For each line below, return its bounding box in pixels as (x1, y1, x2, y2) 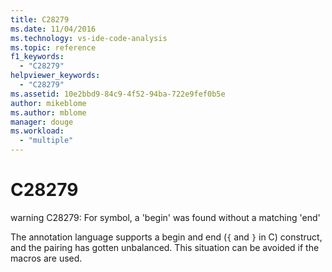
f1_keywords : (10, 52, 65, 62)
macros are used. (10, 252, 83, 264)
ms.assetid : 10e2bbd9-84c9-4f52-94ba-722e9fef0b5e (10, 89, 226, 99)
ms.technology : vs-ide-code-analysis (10, 33, 168, 43)
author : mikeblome (10, 98, 87, 108)
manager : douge (10, 117, 74, 127)
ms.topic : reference (10, 42, 97, 53)
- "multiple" (19, 136, 74, 146)
